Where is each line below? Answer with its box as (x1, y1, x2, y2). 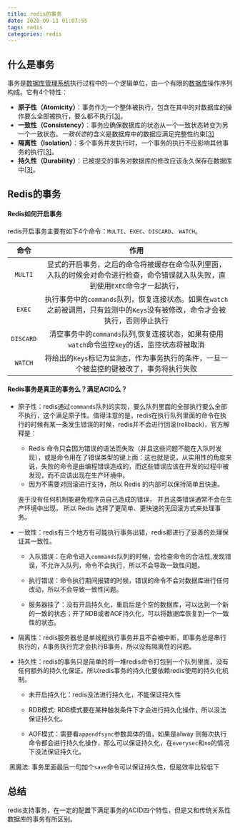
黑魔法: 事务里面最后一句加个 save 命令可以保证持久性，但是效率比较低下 (9, 762, 220, 771)
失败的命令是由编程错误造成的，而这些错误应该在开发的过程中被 (41, 462, 229, 470)
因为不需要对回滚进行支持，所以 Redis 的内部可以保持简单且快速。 (28, 480, 224, 488)
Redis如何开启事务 (7, 210, 62, 218)
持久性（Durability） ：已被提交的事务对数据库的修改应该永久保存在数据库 (17, 156, 233, 165)
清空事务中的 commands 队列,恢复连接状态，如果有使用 (49, 329, 224, 339)
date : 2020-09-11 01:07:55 (7, 17, 88, 24)
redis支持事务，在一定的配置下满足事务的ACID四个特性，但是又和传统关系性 (7, 806, 231, 814)
